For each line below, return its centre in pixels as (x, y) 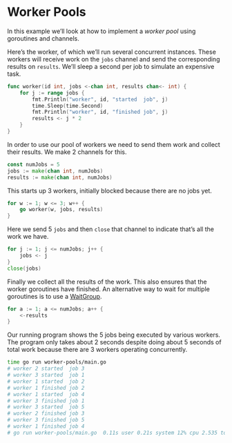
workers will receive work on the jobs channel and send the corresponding (114, 59)
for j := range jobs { (52, 93)
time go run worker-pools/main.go (57, 362)
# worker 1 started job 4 (46, 394)
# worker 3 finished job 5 (46, 420)
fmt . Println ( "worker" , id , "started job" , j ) (100, 99)
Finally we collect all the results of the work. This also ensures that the (107, 282)
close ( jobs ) (24, 268)
